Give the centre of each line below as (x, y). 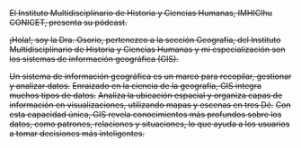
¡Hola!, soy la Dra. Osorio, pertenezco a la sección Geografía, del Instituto (145, 40)
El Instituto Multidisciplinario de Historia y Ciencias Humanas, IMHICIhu (141, 13)
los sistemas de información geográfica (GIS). (94, 59)
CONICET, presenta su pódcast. (68, 22)
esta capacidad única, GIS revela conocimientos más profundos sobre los (146, 114)
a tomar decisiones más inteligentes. (77, 133)
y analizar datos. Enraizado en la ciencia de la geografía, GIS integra (136, 86)
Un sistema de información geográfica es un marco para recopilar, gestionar (150, 76)
